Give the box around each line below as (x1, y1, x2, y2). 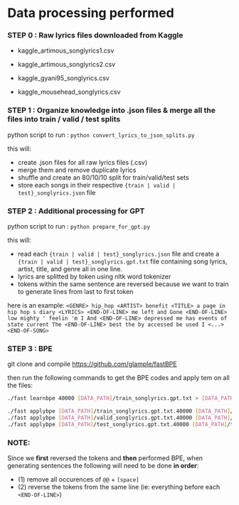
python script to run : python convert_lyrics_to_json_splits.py (7, 130, 195, 139)
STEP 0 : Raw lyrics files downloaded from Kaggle (7, 31, 184, 40)
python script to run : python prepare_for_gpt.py (7, 222, 151, 231)
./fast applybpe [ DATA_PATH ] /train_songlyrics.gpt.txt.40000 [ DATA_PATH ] (7, 408, 231, 415)
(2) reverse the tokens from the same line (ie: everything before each (17, 483, 221, 492)
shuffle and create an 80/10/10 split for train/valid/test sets (17, 173, 190, 182)
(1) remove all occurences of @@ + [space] (17, 475, 140, 484)
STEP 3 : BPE (7, 344, 53, 353)
